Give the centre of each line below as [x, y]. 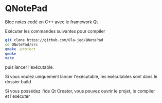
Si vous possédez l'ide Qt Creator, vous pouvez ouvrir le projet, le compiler [80, 91]
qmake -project [20, 49]
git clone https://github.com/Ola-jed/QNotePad [54, 40]
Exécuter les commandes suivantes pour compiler [55, 31]
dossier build [18, 82]
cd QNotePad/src [21, 44]
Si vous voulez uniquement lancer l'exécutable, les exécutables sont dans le [81, 77]
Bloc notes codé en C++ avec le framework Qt [52, 22]
